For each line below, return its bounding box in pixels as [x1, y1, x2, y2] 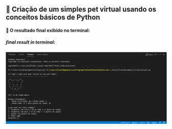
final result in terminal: [6, 39, 56, 45]
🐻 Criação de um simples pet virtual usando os [6, 5, 157, 14]
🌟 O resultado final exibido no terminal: [6, 27, 90, 33]
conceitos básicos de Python [6, 13, 101, 22]
